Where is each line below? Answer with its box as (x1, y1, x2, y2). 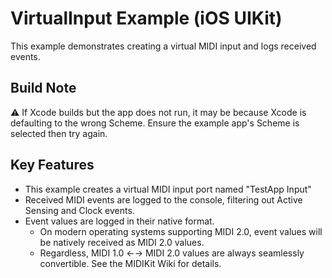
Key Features (10, 157, 95, 174)
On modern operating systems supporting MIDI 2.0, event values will (39, 225, 323, 237)
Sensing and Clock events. (24, 204, 135, 216)
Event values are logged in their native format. (24, 215, 215, 227)
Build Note (10, 80, 77, 97)
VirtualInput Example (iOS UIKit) (10, 7, 283, 30)
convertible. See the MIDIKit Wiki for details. (39, 257, 222, 269)
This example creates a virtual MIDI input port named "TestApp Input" (24, 183, 312, 195)
